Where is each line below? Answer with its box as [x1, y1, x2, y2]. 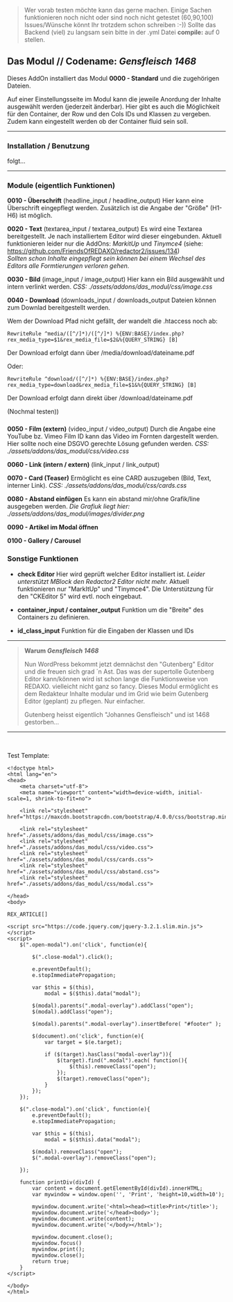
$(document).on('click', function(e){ [32, 1033, 144, 1040]
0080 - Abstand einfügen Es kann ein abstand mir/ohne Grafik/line [7, 495, 200, 503]
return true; [32, 1257, 70, 1265]
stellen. [24, 35, 46, 44]
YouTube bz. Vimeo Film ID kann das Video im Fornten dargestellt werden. [7, 432, 219, 440]
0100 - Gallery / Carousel [7, 537, 81, 545]
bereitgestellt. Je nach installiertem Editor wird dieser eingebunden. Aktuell [7, 232, 222, 241]
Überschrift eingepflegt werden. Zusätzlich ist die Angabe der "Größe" [7, 204, 209, 212]
